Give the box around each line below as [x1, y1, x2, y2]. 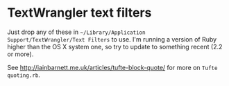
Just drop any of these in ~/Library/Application [7, 28, 146, 36]
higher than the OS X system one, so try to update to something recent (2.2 [7, 42, 223, 51]
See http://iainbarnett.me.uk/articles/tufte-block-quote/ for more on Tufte [7, 63, 218, 71]
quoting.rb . [7, 71, 40, 79]
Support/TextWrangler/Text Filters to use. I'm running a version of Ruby [7, 35, 217, 43]
